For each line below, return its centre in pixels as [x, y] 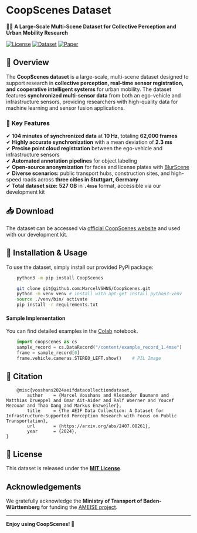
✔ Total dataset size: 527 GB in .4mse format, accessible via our [84, 186]
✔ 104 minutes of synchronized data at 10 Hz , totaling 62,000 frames [92, 136]
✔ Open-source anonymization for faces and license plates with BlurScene [98, 167]
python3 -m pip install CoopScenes [60, 278]
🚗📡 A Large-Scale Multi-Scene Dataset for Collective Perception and [91, 26]
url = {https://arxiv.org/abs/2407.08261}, [89, 426]
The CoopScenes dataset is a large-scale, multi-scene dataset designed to [97, 76]
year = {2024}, [52, 431]
